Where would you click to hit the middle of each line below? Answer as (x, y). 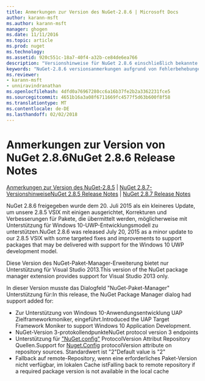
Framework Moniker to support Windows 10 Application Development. (103, 326)
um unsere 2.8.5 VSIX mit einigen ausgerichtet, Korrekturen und (87, 212)
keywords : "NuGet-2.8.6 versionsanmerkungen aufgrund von (81, 69)
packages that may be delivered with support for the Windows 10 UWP (95, 245)
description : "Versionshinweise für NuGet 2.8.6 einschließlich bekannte (102, 63)
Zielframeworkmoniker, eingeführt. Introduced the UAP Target (92, 319)
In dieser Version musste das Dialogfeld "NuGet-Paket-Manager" (88, 288)
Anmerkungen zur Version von (86, 145)
